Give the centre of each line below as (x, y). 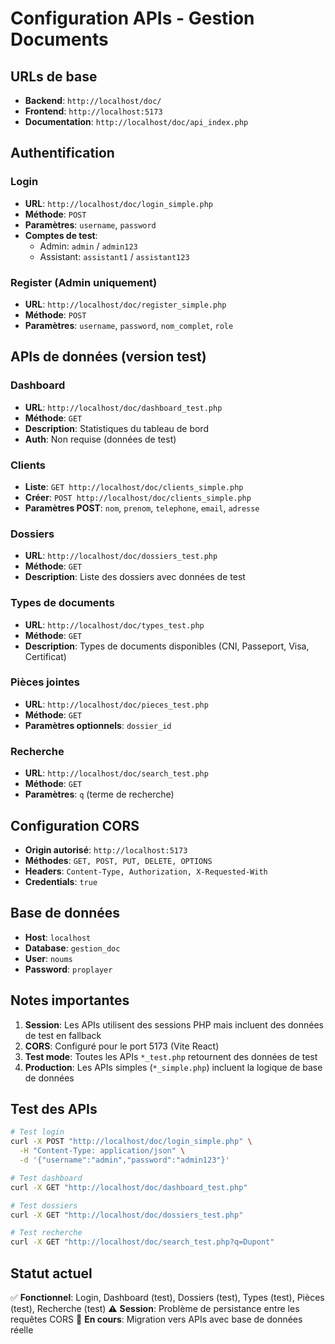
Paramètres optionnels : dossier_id (98, 725)
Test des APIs (54, 1108)
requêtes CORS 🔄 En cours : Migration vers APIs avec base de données (156, 1319)
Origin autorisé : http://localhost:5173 (106, 849)
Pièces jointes (45, 682)
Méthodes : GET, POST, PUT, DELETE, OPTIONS (118, 860)
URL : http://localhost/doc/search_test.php (116, 773)
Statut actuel (51, 1273)
